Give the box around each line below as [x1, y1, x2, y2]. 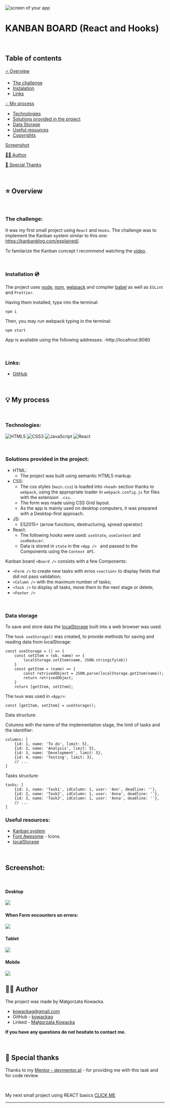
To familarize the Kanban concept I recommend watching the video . [5, 248, 147, 254]
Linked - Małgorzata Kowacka [12, 1019, 75, 1025]
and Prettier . [5, 290, 34, 296]
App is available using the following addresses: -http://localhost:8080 [5, 337, 150, 343]
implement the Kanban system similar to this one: [5, 232, 108, 238]
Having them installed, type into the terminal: [5, 299, 99, 305]
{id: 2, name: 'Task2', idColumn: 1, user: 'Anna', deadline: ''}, [14, 791, 159, 796]
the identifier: [5, 727, 33, 733]
